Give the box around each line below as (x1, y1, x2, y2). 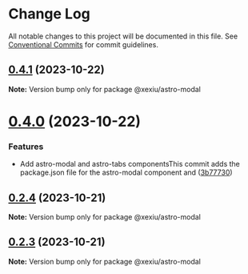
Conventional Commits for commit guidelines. (8, 39, 158, 49)
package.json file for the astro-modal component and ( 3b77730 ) (19, 167, 234, 177)
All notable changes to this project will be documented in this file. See (8, 31, 238, 41)
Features (8, 141, 44, 152)
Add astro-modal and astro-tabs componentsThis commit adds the (19, 159, 240, 169)
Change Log (8, 5, 90, 23)
